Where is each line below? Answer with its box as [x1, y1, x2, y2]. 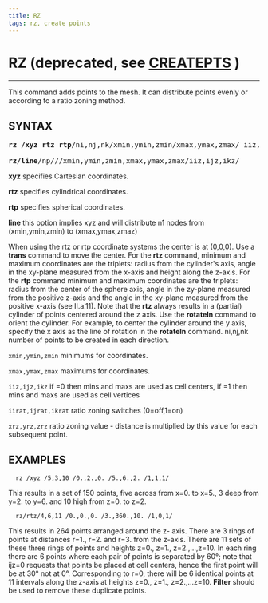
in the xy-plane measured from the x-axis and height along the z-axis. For [8, 267, 250, 277]
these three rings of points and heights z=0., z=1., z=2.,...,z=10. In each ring [8, 543, 257, 553]
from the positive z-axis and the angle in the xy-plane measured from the [8, 293, 249, 302]
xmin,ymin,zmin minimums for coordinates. [8, 351, 148, 361]
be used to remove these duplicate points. [8, 585, 147, 596]
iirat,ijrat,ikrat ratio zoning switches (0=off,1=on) [8, 405, 183, 416]
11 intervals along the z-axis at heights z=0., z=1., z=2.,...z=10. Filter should [8, 577, 255, 587]
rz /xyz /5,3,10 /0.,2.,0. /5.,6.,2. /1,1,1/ [15, 474, 170, 482]
